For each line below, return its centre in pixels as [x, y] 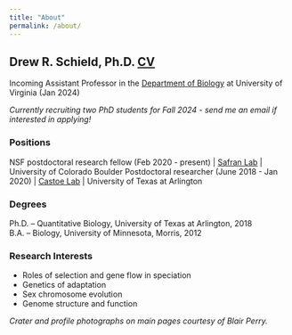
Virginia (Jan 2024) [45, 93]
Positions [30, 143]
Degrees [28, 204]
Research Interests [51, 256]
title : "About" [37, 17]
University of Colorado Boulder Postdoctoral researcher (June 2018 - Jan [144, 171]
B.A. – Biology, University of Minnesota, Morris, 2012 [105, 233]
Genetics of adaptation [64, 285]
